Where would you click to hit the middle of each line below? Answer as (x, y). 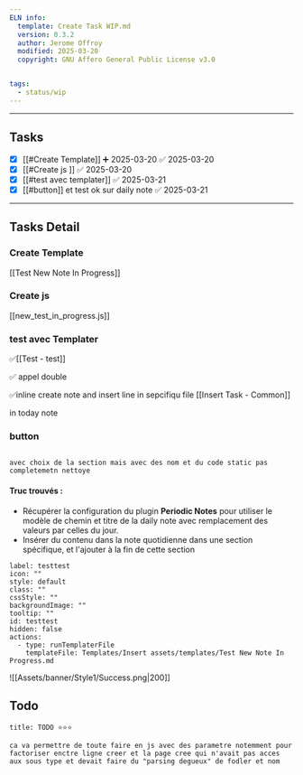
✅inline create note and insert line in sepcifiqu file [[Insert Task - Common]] (150, 395)
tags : (19, 84)
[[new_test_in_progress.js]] (60, 315)
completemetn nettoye (50, 471)
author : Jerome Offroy (60, 43)
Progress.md (32, 660)
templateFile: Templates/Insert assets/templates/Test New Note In (155, 653)
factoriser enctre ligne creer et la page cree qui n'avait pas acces (145, 754)
